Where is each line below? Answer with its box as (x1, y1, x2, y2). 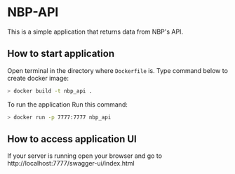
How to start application (7, 48, 114, 60)
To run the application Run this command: (7, 100, 128, 109)
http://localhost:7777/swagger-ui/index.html (7, 159, 135, 168)
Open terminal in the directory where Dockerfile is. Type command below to (7, 66, 228, 74)
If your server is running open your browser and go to (7, 152, 163, 160)
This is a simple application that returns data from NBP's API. (7, 27, 184, 36)
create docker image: (7, 74, 69, 82)
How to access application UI (7, 133, 137, 145)
